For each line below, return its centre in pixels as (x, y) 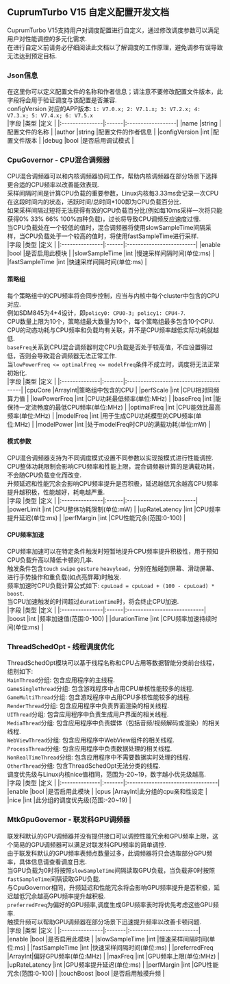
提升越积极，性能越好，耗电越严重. (56, 492)
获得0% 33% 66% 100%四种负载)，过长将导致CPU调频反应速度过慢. (104, 219)
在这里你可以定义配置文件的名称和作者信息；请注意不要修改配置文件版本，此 (115, 92)
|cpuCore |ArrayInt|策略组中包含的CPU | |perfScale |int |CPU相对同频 (122, 390)
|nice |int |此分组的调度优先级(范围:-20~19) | (69, 800)
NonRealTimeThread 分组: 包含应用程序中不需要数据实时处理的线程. (99, 758)
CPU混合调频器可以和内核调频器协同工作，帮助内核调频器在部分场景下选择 (112, 176)
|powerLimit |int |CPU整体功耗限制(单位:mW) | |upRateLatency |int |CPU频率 (114, 509)
